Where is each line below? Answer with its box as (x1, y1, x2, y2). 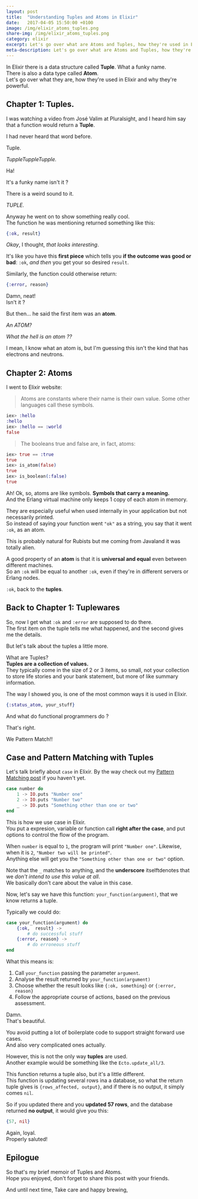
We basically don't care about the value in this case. (6, 879, 133, 886)
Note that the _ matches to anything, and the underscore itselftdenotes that (6, 866, 190, 873)
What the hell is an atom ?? (6, 333, 72, 340)
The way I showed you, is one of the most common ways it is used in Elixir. (6, 690, 187, 697)
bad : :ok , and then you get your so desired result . (6, 259, 129, 266)
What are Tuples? (6, 654, 49, 661)
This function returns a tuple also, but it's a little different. (6, 1071, 146, 1077)
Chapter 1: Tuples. (6, 99, 75, 109)
